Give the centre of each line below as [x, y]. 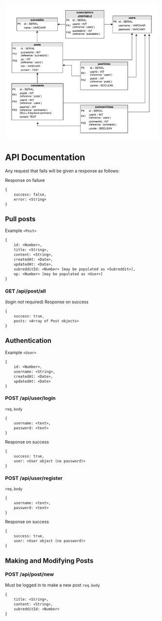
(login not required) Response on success [47, 302]
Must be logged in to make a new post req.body [53, 585]
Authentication [28, 341]
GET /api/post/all [25, 291]
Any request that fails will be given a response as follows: [62, 171]
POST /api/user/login [30, 398]
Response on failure [25, 180]
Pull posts [20, 219]
